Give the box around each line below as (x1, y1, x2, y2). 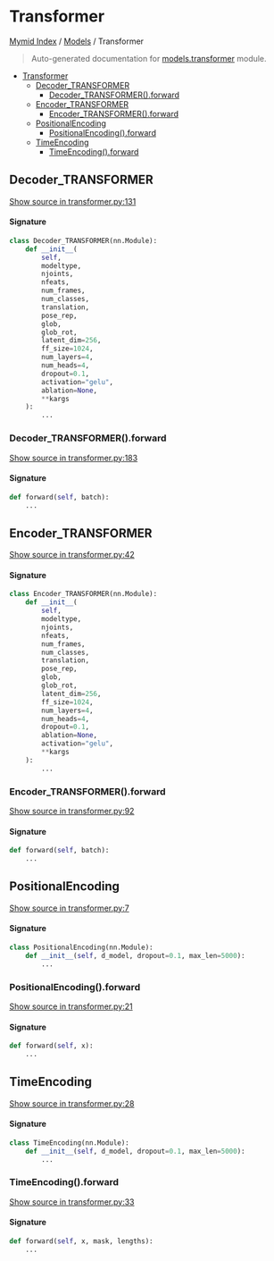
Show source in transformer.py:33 (9, 1196, 135, 1207)
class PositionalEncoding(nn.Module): (9, 943, 154, 952)
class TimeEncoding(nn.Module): (9, 1138, 129, 1148)
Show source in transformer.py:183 (9, 452, 138, 463)
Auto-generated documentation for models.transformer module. (30, 53, 267, 63)
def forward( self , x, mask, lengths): (9, 1237, 154, 1246)
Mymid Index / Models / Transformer (9, 36, 145, 46)
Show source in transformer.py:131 (9, 196, 137, 206)
